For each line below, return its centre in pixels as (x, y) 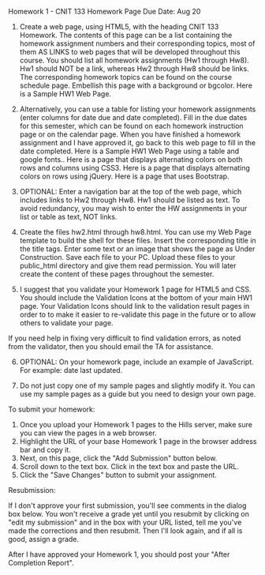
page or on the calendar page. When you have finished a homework (130, 134)
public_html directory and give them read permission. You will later (128, 265)
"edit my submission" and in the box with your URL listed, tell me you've (125, 522)
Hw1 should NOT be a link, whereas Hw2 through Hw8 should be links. (134, 69)
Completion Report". (41, 563)
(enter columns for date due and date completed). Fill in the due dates (133, 117)
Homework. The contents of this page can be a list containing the (126, 35)
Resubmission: (32, 490)
